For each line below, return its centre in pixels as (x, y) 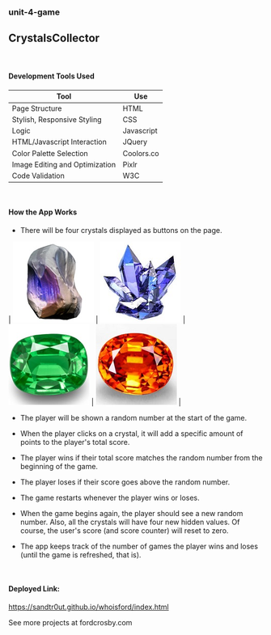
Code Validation (38, 176)
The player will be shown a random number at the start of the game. (133, 417)
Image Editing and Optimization (64, 164)
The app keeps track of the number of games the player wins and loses (139, 546)
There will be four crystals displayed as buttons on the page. (121, 230)
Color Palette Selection (50, 153)
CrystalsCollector (54, 38)
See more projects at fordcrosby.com (70, 623)
